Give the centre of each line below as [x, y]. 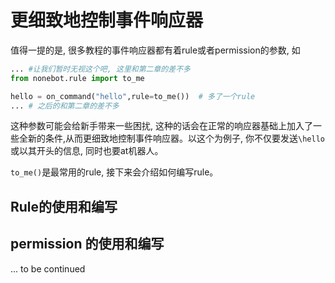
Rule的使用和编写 [64, 206]
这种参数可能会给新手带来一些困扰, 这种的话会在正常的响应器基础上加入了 [161, 126]
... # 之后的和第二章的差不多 [65, 106]
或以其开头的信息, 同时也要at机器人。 [87, 151]
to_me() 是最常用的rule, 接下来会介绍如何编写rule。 [114, 172]
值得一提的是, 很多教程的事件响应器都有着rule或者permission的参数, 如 [155, 50]
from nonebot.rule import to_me [77, 78]
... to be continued [48, 268]
